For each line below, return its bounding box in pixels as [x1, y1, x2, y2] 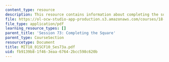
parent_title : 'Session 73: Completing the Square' [5, 30, 116, 35]
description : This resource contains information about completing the [5, 12, 158, 17]
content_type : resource [5, 7, 55, 12]
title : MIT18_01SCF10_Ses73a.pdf [5, 44, 75, 49]
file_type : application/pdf [5, 21, 64, 26]
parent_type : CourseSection [5, 35, 64, 40]
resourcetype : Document [5, 40, 55, 45]
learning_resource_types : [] [5, 26, 66, 31]
